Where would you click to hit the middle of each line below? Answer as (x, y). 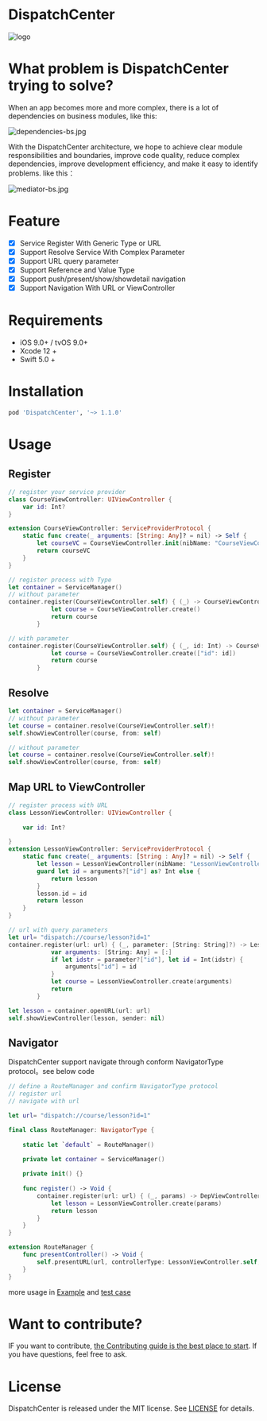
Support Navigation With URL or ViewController (97, 288)
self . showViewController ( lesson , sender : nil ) (87, 1018)
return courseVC (64, 551)
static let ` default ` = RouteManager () (89, 1145)
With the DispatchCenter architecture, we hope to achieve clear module (126, 147)
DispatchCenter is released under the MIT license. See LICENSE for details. (132, 1408)
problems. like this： (42, 173)
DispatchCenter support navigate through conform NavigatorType (116, 1062)
